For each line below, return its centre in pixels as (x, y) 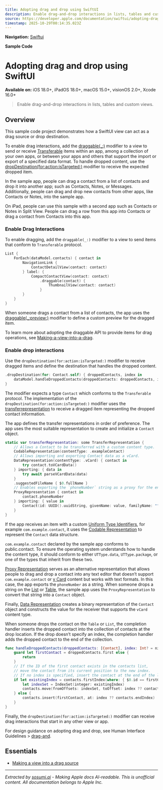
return (29, 657)
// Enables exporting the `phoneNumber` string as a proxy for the (83, 488)
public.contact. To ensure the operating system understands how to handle (80, 549)
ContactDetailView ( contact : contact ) (69, 267)
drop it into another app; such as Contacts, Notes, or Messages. (69, 186)
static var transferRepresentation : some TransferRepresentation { (75, 442)
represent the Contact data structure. (42, 534)
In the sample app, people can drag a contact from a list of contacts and (77, 181)
